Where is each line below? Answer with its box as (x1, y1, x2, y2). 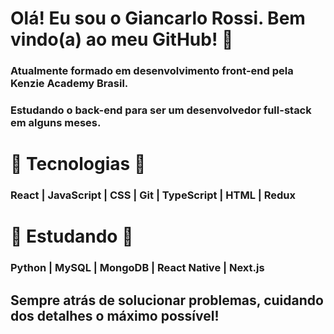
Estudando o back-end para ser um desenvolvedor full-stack (10, 103, 312, 117)
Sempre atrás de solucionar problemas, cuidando (10, 292, 324, 309)
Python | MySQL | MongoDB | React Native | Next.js (10, 261, 265, 275)
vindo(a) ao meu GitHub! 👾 (10, 28, 234, 51)
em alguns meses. (10, 116, 102, 130)
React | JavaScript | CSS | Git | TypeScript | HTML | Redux (10, 188, 297, 202)
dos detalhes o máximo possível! (10, 307, 220, 324)
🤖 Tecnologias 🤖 (10, 153, 147, 176)
